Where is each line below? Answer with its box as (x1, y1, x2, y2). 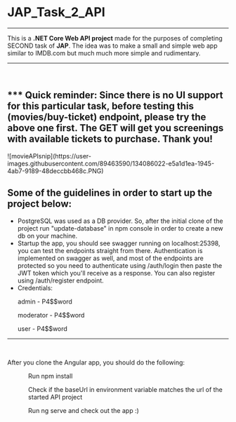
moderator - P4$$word (17, 311, 85, 319)
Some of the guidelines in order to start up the (7, 187, 213, 199)
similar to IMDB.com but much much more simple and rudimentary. (7, 48, 201, 57)
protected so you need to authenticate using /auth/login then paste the (17, 261, 223, 270)
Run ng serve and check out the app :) (27, 406, 139, 414)
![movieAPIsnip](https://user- (7, 151, 92, 160)
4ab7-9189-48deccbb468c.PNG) (7, 166, 104, 175)
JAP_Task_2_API (7, 4, 105, 20)
